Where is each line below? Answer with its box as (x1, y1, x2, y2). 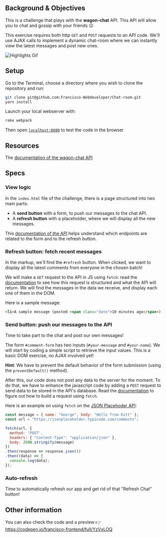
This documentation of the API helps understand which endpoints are (5, 230, 148, 236)
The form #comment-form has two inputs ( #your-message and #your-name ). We (5, 342, 161, 348)
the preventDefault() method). (5, 367, 69, 373)
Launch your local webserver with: (5, 108, 76, 114)
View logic (5, 184, 31, 191)
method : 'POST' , (9, 430, 43, 436)
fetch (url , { (5, 426, 32, 431)
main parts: (5, 200, 28, 206)
